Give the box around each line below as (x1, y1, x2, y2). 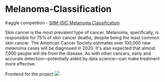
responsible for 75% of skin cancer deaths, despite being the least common (5, 35, 160, 41)
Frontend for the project (5, 71, 54, 77)
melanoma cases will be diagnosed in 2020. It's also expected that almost (5, 45, 156, 51)
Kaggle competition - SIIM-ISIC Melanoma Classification (5, 20, 120, 26)
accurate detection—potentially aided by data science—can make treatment (5, 55, 160, 61)
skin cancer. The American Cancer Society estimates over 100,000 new (5, 40, 151, 45)
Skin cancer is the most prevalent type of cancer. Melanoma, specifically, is (5, 29, 159, 35)
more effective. (5, 61, 36, 67)
